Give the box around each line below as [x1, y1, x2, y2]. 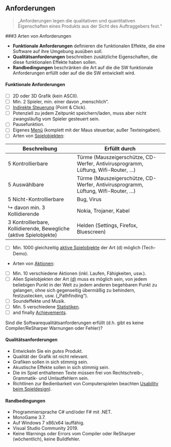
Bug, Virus [77, 196, 102, 203]
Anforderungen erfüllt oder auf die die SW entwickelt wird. [12, 70, 136, 76]
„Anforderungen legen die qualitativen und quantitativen [17, 17, 136, 23]
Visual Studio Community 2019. [12, 425, 79, 431]
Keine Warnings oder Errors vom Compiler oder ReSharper [12, 431, 136, 437]
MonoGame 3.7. [12, 414, 46, 420]
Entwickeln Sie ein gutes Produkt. [12, 348, 83, 354]
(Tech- [141, 245, 156, 251]
